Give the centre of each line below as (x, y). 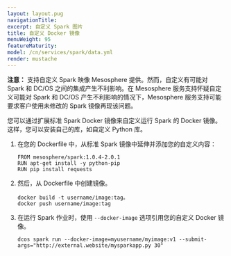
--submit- (193, 239)
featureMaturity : (32, 46)
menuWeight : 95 (29, 40)
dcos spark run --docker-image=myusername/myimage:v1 (96, 239)
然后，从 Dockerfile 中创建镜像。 (64, 183)
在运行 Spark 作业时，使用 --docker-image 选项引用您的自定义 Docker (117, 217)
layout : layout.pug (35, 14)
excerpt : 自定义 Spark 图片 (45, 26)
